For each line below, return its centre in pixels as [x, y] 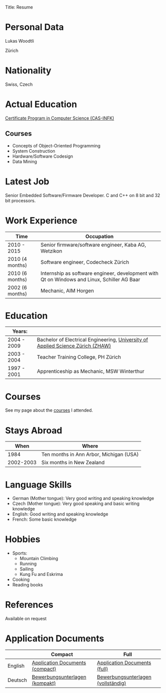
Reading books [27, 585]
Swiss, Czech [19, 84]
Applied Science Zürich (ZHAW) [74, 346]
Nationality [28, 71]
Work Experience [41, 220]
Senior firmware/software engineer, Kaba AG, [93, 245]
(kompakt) [44, 683]
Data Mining [24, 161]
